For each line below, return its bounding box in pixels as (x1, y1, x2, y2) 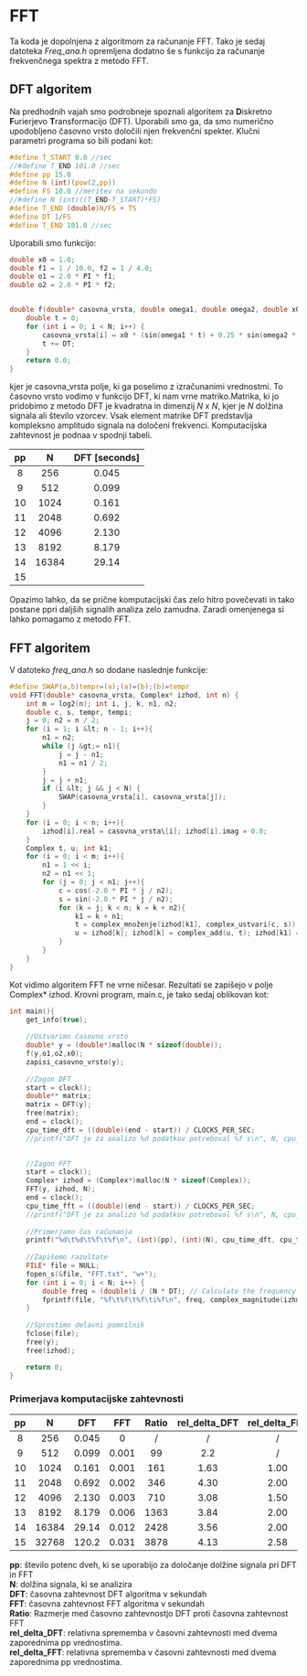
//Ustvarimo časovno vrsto (26, 1032, 129, 1041)
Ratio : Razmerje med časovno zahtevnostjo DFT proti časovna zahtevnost (9, 1607, 289, 1618)
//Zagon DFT (26, 1074, 71, 1084)
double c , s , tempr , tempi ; (26, 708, 132, 717)
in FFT (9, 1569, 34, 1580)
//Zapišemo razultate (26, 1253, 108, 1262)
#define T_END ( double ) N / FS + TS (9, 204, 137, 213)
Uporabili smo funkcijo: (9, 237, 97, 248)
